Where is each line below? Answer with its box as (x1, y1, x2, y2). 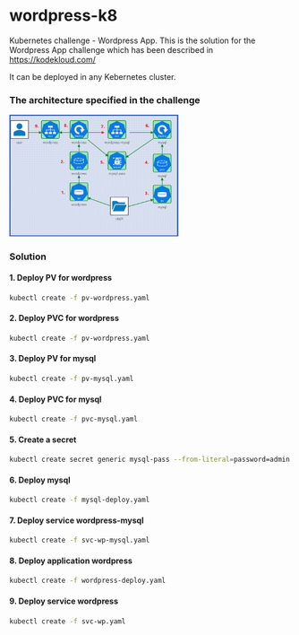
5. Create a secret (9, 434, 77, 445)
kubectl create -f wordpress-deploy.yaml (9, 576, 167, 586)
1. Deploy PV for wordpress (9, 273, 113, 283)
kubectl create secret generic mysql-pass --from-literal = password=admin (9, 455, 291, 465)
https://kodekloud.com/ (9, 54, 97, 65)
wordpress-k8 (9, 5, 118, 26)
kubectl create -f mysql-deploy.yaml (9, 495, 150, 505)
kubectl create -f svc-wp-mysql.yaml (9, 535, 150, 545)
